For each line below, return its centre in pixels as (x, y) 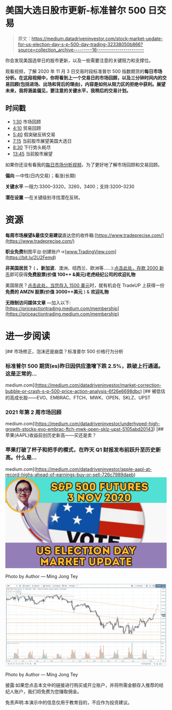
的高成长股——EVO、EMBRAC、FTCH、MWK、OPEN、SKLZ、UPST (78, 397)
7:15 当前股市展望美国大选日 (42, 141)
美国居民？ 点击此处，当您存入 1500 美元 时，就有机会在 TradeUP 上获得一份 (85, 285)
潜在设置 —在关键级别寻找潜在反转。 (44, 197)
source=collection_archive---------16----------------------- (81, 50)
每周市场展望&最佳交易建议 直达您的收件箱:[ (51, 235)
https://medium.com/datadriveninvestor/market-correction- (99, 385)
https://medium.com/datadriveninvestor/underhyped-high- (98, 424)
